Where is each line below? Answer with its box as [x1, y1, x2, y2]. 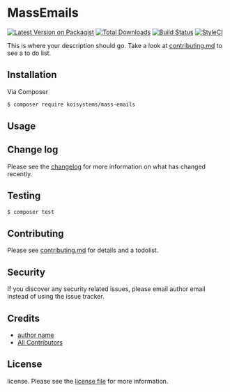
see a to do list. [7, 49, 51, 57]
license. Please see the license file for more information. [7, 377, 169, 385]
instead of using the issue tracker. [7, 292, 105, 301]
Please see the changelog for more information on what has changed [7, 162, 206, 171]
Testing [7, 190, 41, 202]
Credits [7, 312, 40, 324]
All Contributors [17, 338, 63, 346]
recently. [7, 169, 33, 178]
